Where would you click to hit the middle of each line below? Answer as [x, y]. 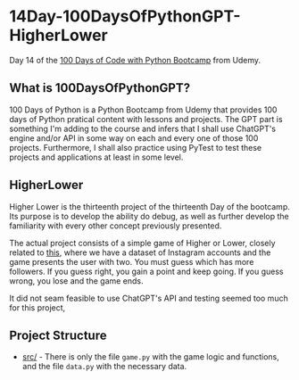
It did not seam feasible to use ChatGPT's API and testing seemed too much [149, 298]
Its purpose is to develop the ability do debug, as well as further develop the [149, 216]
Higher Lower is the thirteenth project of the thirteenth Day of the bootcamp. [149, 206]
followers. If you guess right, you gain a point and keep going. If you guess [146, 271]
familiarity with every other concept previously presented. [116, 226]
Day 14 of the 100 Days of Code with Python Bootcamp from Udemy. [135, 60]
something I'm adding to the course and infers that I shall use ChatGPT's [143, 128]
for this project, [37, 307]
